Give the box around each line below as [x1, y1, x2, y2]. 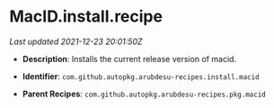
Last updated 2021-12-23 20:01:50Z [9, 36, 143, 47]
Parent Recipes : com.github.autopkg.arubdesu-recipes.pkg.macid [22, 88, 267, 99]
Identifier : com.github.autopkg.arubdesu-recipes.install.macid [22, 70, 260, 82]
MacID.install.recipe [9, 6, 164, 27]
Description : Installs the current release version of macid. [22, 53, 236, 64]
